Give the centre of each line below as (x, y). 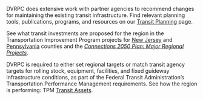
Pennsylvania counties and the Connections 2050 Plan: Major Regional (95, 46)
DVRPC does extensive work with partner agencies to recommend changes (100, 9)
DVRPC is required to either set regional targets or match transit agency (96, 64)
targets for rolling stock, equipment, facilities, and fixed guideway (88, 71)
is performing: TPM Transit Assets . (50, 90)
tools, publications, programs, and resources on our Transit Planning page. (99, 22)
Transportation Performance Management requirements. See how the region (102, 84)
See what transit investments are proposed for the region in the (85, 33)
